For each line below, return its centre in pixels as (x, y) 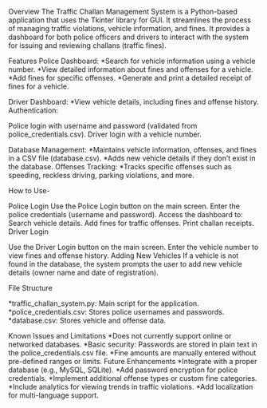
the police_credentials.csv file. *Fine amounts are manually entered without (132, 353)
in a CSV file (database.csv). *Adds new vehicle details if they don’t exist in (132, 158)
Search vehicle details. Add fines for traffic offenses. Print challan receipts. (131, 223)
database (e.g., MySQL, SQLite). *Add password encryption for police (123, 370)
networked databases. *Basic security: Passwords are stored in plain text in (133, 344)
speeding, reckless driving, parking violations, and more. (102, 175)
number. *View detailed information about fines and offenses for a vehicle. (131, 69)
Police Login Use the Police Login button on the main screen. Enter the (124, 206)
